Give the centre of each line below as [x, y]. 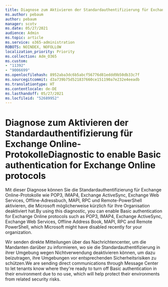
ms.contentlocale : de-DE [31, 89]
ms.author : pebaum [24, 14]
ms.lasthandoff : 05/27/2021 [34, 93]
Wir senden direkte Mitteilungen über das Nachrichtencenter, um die [76, 242]
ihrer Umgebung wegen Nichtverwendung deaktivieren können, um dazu [80, 252]
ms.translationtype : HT [30, 84]
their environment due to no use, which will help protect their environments [82, 274]
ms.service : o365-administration [40, 42]
